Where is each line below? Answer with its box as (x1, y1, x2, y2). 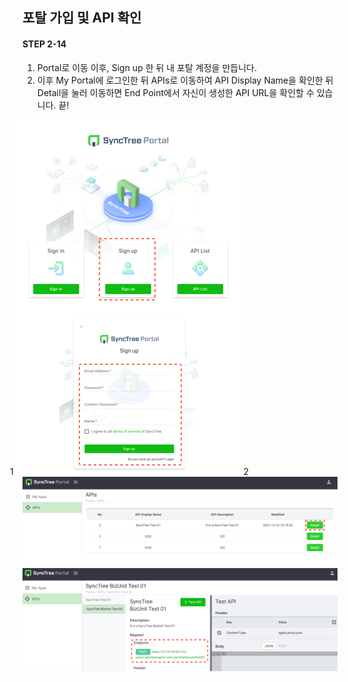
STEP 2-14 (22, 38, 67, 50)
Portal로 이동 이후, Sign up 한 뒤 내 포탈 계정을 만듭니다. (36, 61, 257, 73)
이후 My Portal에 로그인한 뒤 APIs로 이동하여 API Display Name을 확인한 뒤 (36, 74, 334, 86)
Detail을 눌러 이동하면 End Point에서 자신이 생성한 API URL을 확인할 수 (36, 86, 315, 98)
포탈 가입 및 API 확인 (22, 9, 142, 27)
